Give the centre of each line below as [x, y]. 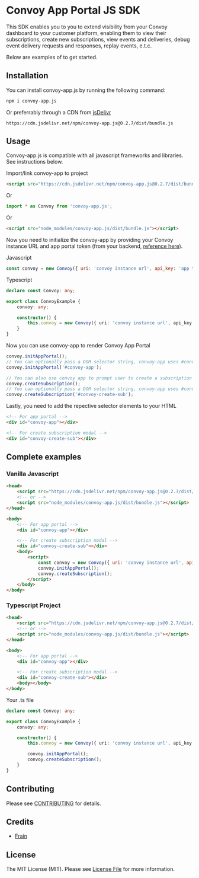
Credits [20, 822]
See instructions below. [35, 162]
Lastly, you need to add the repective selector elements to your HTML [91, 406]
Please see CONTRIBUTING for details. [54, 803]
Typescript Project [33, 605]
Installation [27, 76]
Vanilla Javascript [33, 474]
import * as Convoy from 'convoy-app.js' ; [59, 206]
